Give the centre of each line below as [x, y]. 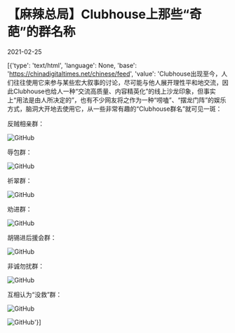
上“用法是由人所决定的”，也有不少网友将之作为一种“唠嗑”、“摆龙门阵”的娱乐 [117, 100]
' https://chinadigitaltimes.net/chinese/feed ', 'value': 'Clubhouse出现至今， [114, 74]
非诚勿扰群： [26, 266]
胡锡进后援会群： [32, 237]
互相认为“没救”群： [35, 294]
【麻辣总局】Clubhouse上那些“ [98, 14]
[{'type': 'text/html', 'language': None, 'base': [72, 65]
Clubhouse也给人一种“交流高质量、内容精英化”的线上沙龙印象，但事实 [114, 91]
